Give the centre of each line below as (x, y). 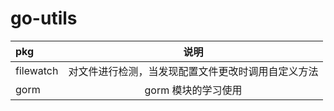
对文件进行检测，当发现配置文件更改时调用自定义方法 (193, 71)
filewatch (37, 70)
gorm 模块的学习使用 (193, 90)
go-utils (44, 18)
